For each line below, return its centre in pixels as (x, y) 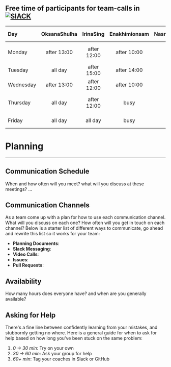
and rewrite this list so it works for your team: (53, 234)
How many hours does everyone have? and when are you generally (76, 293)
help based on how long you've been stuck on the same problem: (74, 338)
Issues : (21, 260)
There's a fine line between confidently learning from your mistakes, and (81, 327)
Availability (23, 281)
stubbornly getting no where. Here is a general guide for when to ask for (81, 333)
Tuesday (18, 70)
